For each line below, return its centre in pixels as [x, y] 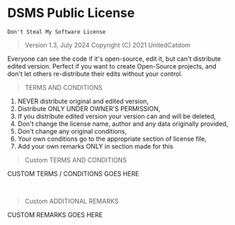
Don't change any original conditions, [72, 131]
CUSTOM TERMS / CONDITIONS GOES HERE [73, 173]
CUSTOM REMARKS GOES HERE [55, 214]
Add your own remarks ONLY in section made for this [95, 146]
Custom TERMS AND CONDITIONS [76, 160]
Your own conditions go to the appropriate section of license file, [112, 139]
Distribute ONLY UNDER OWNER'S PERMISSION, [89, 108]
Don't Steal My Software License [57, 32]
